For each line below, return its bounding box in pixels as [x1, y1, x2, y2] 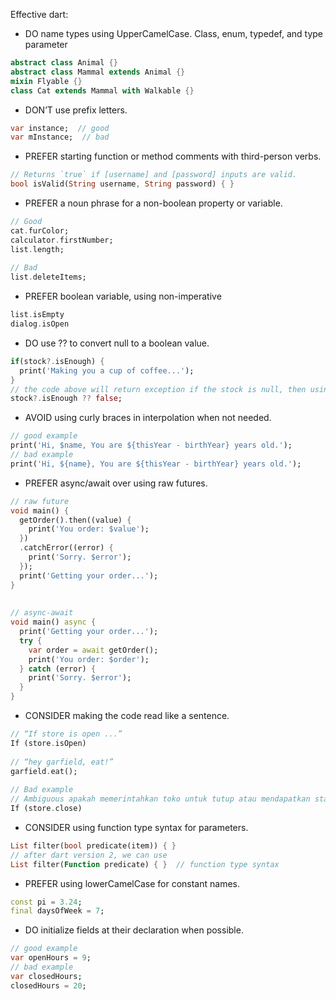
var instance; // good [10, 123, 110, 133]
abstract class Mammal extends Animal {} [10, 67, 186, 77]
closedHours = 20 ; [10, 980, 87, 991]
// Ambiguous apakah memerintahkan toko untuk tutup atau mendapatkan [10, 794, 311, 804]
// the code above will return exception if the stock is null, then [10, 384, 307, 394]
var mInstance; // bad [10, 132, 110, 143]
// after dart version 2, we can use [10, 850, 168, 860]
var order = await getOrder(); [28, 645, 159, 655]
